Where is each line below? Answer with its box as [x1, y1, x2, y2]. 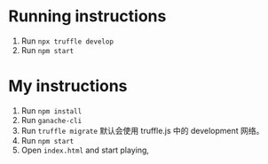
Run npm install [20, 105, 83, 116]
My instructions [8, 76, 128, 97]
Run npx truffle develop [20, 35, 114, 46]
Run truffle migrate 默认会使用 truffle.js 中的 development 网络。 [20, 125, 264, 136]
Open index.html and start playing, [20, 144, 150, 155]
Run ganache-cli [20, 114, 83, 125]
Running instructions [8, 6, 167, 27]
